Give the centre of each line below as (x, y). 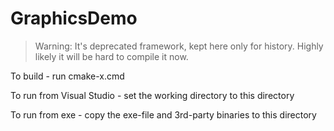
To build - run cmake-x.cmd (67, 76)
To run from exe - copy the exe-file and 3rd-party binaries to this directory (163, 114)
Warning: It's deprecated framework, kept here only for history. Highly (179, 46)
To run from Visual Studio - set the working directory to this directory (152, 95)
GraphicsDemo (74, 18)
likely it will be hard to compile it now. (111, 56)
